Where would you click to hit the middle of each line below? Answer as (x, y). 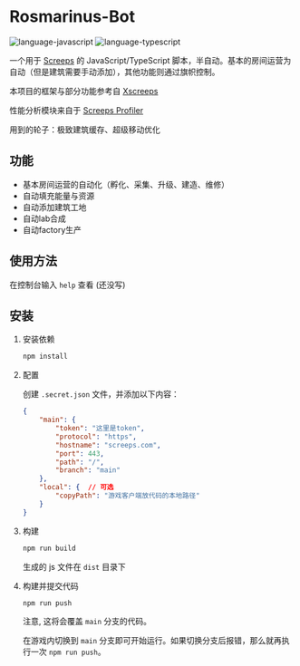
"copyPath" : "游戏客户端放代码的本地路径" (128, 496)
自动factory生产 (52, 229)
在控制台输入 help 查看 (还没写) (68, 285)
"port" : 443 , (80, 454)
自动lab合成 (44, 218)
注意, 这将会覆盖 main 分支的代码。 (87, 622)
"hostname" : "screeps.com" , (108, 445)
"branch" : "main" (88, 470)
